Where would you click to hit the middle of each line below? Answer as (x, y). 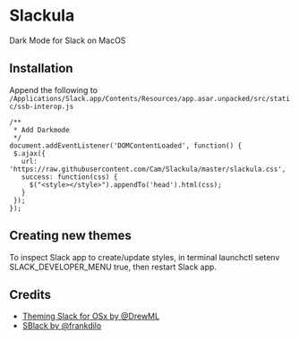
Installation (41, 68)
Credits (30, 295)
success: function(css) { (69, 177)
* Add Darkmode (41, 130)
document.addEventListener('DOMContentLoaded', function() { (126, 145)
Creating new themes (71, 236)
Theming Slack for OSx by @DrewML (90, 316)
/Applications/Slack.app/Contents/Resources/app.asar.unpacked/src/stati (150, 98)
